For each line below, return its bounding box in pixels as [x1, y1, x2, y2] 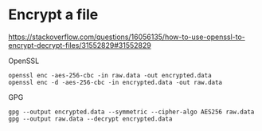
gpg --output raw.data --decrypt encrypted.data [8, 114, 173, 123]
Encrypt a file [8, 6, 99, 24]
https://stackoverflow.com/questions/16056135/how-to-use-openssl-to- [8, 32, 245, 42]
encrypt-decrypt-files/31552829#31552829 [8, 40, 151, 50]
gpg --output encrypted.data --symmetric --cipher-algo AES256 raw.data [8, 108, 255, 116]
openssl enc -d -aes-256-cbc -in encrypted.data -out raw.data [8, 78, 223, 86]
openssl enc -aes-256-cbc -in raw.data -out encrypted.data [8, 71, 213, 79]
